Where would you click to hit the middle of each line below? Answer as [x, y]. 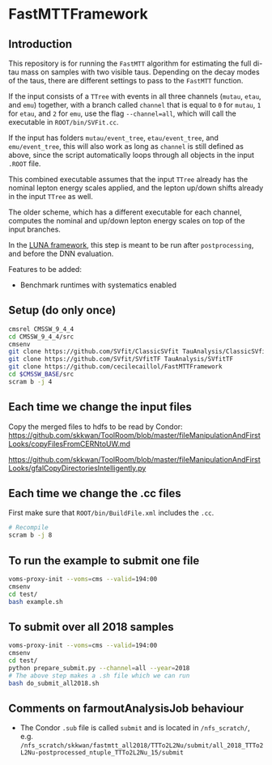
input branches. [34, 229]
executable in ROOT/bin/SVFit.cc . [64, 122]
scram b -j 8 [30, 535]
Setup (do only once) [62, 310]
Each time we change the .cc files [95, 493]
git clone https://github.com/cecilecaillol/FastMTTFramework [115, 367]
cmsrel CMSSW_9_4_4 [41, 329]
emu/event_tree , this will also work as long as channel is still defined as [126, 146]
